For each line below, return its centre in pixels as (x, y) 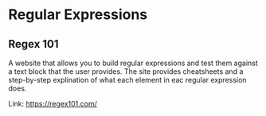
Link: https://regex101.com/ (53, 104)
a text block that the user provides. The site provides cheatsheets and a (126, 72)
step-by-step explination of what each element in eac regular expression (127, 80)
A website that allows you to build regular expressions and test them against (133, 63)
